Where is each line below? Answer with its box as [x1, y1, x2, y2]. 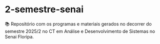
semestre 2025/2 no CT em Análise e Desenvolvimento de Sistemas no [5, 28, 155, 34]
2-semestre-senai [5, 4, 84, 15]
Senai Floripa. [5, 33, 34, 39]
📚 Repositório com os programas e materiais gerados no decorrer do [5, 20, 152, 27]
